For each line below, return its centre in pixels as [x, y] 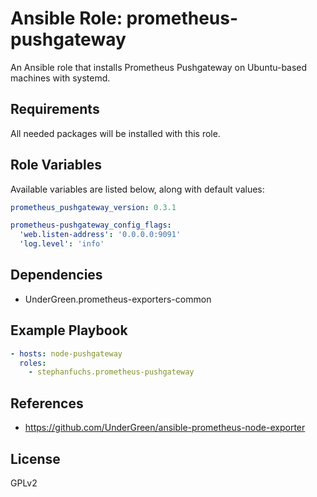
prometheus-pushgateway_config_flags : [91, 225]
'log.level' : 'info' [62, 244]
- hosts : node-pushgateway [66, 353]
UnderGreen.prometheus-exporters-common [118, 299]
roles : [33, 363]
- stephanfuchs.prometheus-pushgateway [111, 372]
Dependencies [56, 275]
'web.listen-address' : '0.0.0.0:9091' [100, 235]
